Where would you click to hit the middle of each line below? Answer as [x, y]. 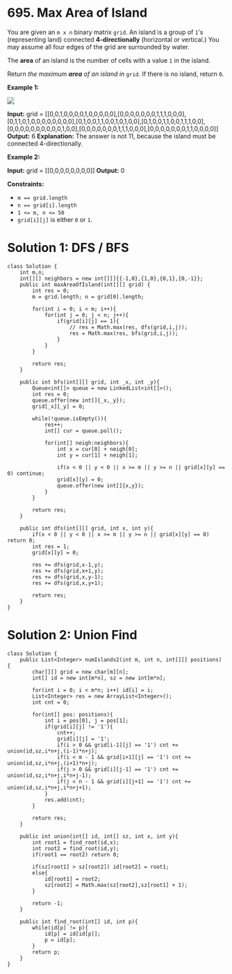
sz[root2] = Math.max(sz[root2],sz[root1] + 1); [116, 885]
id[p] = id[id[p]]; [72, 934]
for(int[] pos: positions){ [73, 714]
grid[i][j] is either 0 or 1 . [55, 219]
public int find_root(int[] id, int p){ [79, 921]
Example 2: [24, 157]
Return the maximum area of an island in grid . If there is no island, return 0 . [116, 74]
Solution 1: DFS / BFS [68, 248]
